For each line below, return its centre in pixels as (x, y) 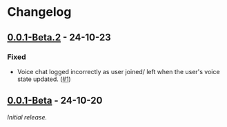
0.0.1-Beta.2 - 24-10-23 (59, 37)
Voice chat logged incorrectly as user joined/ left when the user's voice (118, 71)
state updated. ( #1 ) (44, 79)
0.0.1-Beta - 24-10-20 (55, 101)
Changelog (39, 12)
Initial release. (27, 117)
